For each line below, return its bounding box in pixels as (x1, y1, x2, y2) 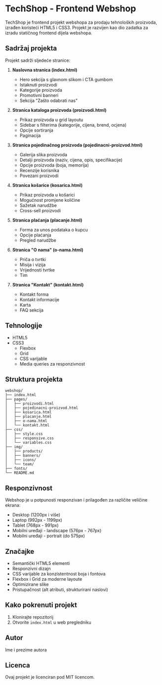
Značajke (5, 547, 35, 555)
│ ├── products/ (5, 449, 43, 454)
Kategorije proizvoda (19, 87, 63, 93)
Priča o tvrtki (19, 256, 46, 262)
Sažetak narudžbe (19, 202, 57, 208)
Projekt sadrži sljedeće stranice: (5, 57, 71, 63)
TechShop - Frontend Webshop (5, 3, 136, 14)
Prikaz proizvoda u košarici (19, 191, 75, 198)
